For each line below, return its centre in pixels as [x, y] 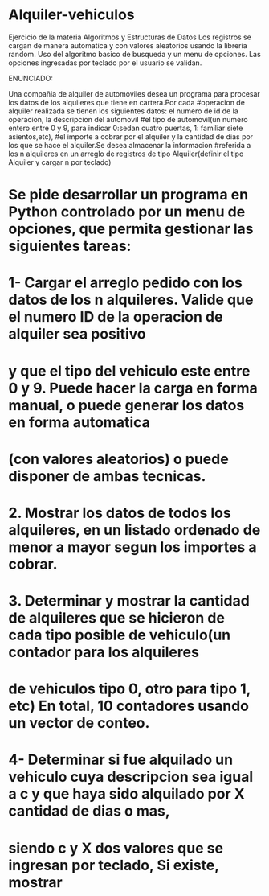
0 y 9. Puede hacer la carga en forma [133, 388]
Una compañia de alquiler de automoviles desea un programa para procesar [134, 93]
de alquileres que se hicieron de [116, 618]
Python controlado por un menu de [127, 212]
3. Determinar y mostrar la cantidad [129, 601]
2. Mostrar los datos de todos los [120, 513]
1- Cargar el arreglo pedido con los [125, 283]
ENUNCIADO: [31, 78]
